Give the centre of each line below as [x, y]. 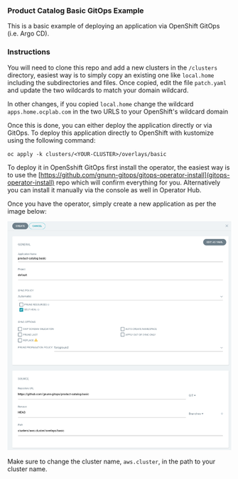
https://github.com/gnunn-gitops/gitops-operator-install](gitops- [135, 175]
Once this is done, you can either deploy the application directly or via [110, 125]
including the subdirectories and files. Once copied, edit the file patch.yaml [117, 82]
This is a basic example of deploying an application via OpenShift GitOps [114, 26]
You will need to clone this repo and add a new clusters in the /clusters [113, 67]
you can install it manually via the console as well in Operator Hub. [104, 189]
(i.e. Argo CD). [28, 33]
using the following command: [52, 140]
